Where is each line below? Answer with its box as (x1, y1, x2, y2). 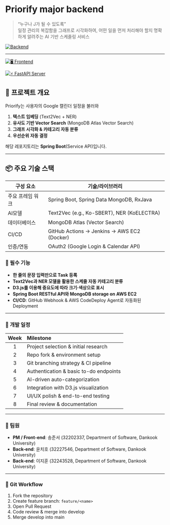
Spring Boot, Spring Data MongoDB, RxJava (48, 196, 152, 203)
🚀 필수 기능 (5, 259, 30, 267)
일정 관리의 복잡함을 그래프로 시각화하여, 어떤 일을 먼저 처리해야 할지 (17, 27, 153, 33)
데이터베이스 (8, 219, 36, 226)
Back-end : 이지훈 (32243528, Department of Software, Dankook (12, 458, 147, 464)
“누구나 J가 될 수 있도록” (17, 21, 66, 27)
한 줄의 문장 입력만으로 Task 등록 (12, 272, 77, 278)
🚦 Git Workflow (5, 481, 43, 488)
